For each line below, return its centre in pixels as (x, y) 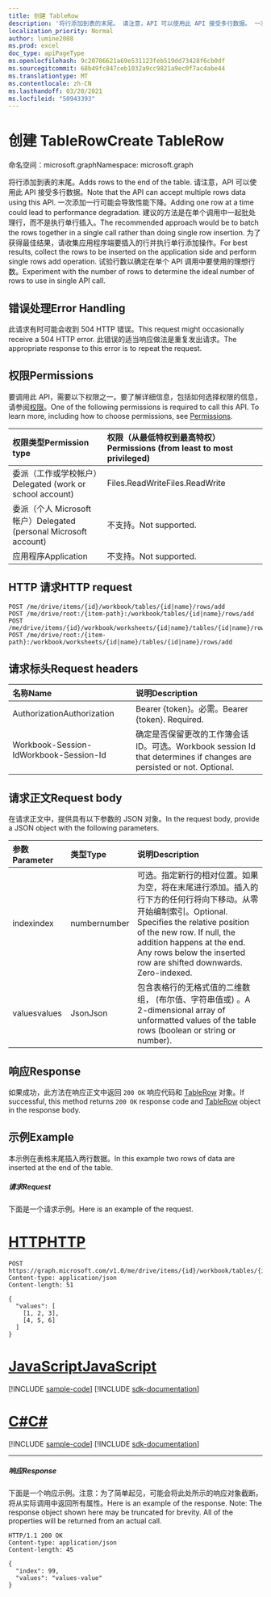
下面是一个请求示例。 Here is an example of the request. (101, 1209)
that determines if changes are (194, 757)
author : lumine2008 (41, 38)
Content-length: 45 (41, 1549)
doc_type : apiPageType (46, 53)
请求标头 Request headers (73, 669)
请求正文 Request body (65, 798)
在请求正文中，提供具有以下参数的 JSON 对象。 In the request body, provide (134, 819)
